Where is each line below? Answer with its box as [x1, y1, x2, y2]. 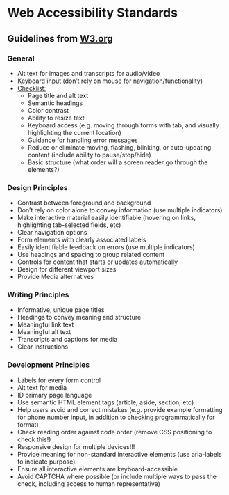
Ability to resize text [27, 113, 85, 122]
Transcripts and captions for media [17, 336, 118, 344]
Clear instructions [17, 343, 68, 351]
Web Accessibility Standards [7, 5, 178, 21]
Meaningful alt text [17, 328, 71, 336]
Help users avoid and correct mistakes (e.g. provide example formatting [17, 405, 223, 414]
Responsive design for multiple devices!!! [17, 442, 135, 450]
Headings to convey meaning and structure [17, 313, 142, 322]
